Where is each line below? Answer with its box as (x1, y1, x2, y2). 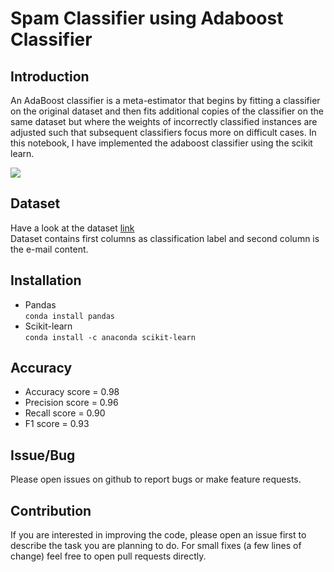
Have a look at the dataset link (10, 222, 135, 234)
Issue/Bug (10, 447, 76, 464)
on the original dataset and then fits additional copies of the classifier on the (10, 105, 324, 117)
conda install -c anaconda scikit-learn (24, 332, 196, 342)
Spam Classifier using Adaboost (10, 7, 284, 30)
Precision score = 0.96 (24, 397, 119, 409)
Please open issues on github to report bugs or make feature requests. (10, 473, 302, 486)
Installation (10, 272, 82, 289)
